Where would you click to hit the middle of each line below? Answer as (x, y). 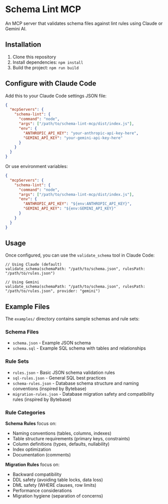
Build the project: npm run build (46, 67)
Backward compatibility (37, 475)
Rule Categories (25, 412)
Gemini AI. (16, 28)
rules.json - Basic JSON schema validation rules (64, 372)
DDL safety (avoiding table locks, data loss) (58, 480)
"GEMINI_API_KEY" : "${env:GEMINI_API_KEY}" (70, 208)
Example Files (27, 306)
